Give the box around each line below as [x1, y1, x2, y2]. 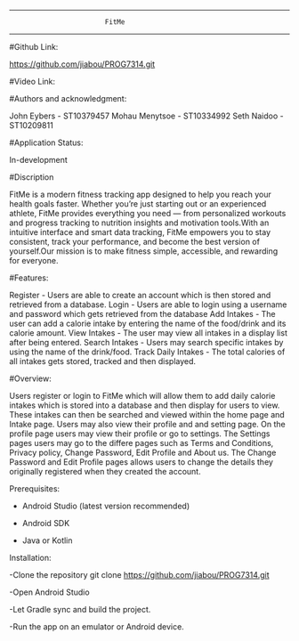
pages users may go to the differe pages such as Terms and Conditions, [9, 438, 274, 448]
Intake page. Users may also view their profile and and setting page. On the [9, 419, 287, 429]
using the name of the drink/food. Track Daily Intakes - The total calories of [9, 346, 286, 357]
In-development [9, 155, 69, 165]
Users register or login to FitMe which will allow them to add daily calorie [9, 391, 276, 401]
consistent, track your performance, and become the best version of [9, 237, 261, 247]
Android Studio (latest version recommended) [21, 500, 190, 511]
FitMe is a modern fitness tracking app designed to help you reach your [9, 189, 271, 199]
